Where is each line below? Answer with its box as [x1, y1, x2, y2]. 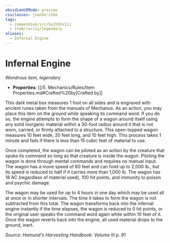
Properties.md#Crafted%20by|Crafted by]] [12, 89, 103, 96]
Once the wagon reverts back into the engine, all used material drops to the [5, 217, 163, 223]
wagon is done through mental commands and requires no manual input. [5, 158, 157, 164]
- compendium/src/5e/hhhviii [10, 21, 72, 27]
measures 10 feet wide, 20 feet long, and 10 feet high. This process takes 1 [5, 132, 161, 138]
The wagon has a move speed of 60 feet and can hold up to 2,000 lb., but [5, 163, 160, 169]
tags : [5, 17, 17, 22]
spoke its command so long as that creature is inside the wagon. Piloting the [5, 153, 165, 159]
